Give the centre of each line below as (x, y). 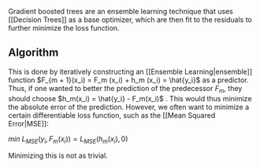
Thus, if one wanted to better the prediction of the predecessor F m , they (125, 89)
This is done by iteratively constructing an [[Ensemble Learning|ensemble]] (130, 71)
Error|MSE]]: (28, 123)
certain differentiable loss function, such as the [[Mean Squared (112, 115)
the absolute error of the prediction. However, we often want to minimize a (129, 107)
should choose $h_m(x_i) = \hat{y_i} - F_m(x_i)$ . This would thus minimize (130, 98)
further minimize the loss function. (64, 28)
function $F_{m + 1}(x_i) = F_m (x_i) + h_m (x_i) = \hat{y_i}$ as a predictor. (129, 80)
